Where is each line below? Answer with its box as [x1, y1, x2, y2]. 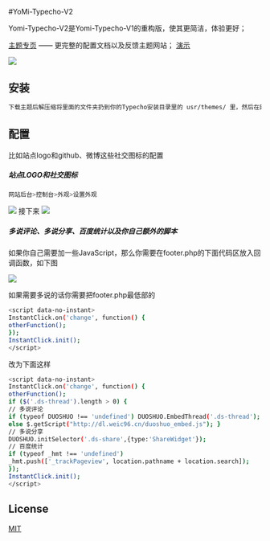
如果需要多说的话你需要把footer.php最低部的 [8, 290, 156, 300]
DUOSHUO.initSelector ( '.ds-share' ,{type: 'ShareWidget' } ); [8, 435, 207, 443]
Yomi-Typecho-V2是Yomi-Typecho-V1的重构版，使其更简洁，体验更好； [8, 23, 247, 33]
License [8, 502, 49, 516]
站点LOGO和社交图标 [8, 170, 78, 180]
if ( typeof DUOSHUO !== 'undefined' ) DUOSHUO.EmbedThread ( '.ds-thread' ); [8, 412, 261, 420]
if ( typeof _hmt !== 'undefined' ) [8, 450, 125, 458]
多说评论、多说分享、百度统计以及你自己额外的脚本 [8, 226, 178, 236]
